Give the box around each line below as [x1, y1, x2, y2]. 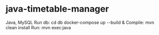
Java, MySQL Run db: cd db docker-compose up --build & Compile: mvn [5, 19, 155, 25]
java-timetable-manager [5, 3, 109, 15]
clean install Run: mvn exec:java [5, 24, 71, 30]
